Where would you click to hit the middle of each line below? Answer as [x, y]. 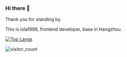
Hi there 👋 [18, 8]
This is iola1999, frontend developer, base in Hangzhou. [64, 29]
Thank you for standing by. [34, 20]
